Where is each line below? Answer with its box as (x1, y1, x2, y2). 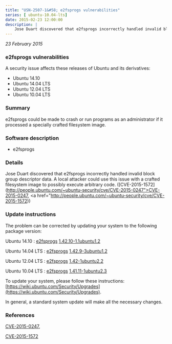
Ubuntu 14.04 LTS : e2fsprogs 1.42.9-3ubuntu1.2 (5, 248, 107, 254)
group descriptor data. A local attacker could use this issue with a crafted (5, 176, 160, 183)
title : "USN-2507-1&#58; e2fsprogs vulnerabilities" (5, 7, 120, 13)
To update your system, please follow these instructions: (5, 278, 124, 284)
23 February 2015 (5, 41, 43, 47)
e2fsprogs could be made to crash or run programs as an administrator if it (5, 116, 163, 122)
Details (5, 159, 24, 166)
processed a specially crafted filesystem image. (5, 121, 106, 128)
